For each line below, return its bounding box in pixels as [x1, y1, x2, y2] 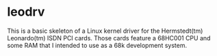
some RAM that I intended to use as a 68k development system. [7, 41, 187, 49]
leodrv [7, 4, 45, 20]
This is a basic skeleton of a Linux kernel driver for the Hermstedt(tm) [7, 27, 203, 35]
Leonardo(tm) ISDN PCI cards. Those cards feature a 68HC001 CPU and [7, 33, 211, 42]
